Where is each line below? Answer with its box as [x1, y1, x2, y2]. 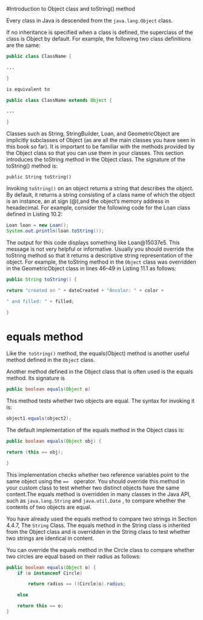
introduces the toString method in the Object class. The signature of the [6, 156, 186, 163]
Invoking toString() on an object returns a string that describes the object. [6, 185, 194, 192]
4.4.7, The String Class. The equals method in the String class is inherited [6, 522, 191, 529]
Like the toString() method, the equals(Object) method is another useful [6, 350, 190, 357]
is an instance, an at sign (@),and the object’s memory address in [6, 197, 170, 205]
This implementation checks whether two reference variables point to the [6, 471, 189, 479]
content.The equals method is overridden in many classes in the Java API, [6, 490, 191, 497]
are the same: [6, 42, 41, 49]
